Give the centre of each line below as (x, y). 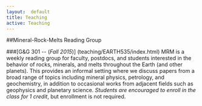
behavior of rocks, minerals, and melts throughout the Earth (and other (95, 64)
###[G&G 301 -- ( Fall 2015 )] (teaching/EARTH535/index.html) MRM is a (96, 52)
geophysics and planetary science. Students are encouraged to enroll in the (101, 90)
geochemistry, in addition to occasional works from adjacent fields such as (100, 84)
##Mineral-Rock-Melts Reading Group (54, 40)
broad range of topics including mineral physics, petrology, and (86, 77)
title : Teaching (27, 17)
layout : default (28, 12)
